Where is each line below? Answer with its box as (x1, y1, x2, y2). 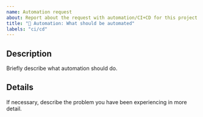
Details (6, 82, 34, 93)
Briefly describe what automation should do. (6, 65, 118, 72)
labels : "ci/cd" (6, 26, 48, 32)
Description (6, 48, 52, 58)
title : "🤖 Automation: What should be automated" (6, 20, 135, 26)
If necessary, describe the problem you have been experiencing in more (6, 98, 187, 105)
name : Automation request (6, 9, 72, 15)
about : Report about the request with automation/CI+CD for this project (6, 15, 198, 21)
